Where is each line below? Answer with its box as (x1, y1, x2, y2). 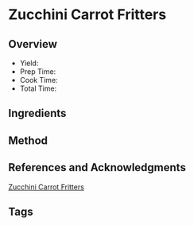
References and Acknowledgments (8, 161, 187, 174)
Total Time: (19, 84, 57, 93)
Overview (8, 37, 58, 51)
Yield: (19, 58, 39, 68)
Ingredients (8, 107, 67, 120)
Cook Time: (19, 76, 58, 84)
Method (8, 134, 48, 147)
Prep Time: (19, 67, 56, 76)
